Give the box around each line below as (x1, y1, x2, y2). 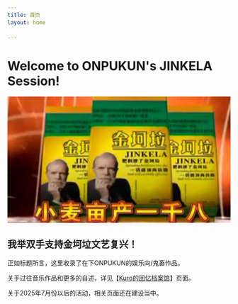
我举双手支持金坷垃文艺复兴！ (7, 238, 138, 251)
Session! (7, 73, 60, 89)
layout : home (7, 18, 46, 26)
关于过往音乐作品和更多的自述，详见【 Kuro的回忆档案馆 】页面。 (7, 274, 195, 282)
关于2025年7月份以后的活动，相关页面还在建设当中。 (7, 288, 163, 297)
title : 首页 (7, 11, 40, 18)
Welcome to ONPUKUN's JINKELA (7, 57, 212, 74)
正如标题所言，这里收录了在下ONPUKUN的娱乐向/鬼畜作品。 (7, 259, 184, 267)
